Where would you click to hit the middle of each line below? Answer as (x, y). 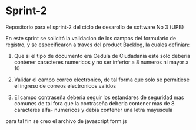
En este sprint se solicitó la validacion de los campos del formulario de (91, 38)
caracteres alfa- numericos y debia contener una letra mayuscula (93, 110)
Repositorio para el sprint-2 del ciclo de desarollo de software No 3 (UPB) (95, 27)
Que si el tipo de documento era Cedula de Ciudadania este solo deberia (102, 56)
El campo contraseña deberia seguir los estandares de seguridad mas (99, 97)
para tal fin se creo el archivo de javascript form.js (66, 121)
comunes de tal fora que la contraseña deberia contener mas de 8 (94, 103)
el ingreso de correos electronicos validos (65, 85)
